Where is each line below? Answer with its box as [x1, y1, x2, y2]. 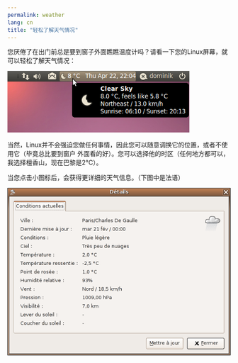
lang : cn [7, 18, 33, 26]
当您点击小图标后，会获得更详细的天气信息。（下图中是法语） [7, 174, 184, 182]
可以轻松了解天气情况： [7, 57, 76, 65]
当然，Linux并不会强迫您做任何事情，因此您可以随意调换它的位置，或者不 [7, 140, 222, 149]
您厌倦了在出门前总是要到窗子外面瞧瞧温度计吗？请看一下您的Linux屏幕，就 [7, 48, 228, 56]
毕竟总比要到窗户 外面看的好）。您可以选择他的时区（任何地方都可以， [25, 150, 229, 158]
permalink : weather [7, 11, 65, 18]
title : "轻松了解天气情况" [7, 26, 79, 33]
